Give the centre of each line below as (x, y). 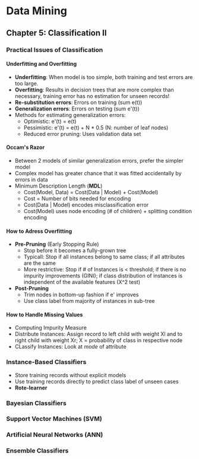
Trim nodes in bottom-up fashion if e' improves (81, 295)
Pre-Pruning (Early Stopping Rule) (57, 244)
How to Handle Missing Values (45, 314)
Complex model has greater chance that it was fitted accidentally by (98, 173)
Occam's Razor (26, 147)
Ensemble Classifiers (37, 451)
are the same (40, 263)
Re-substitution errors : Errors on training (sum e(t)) (78, 102)
